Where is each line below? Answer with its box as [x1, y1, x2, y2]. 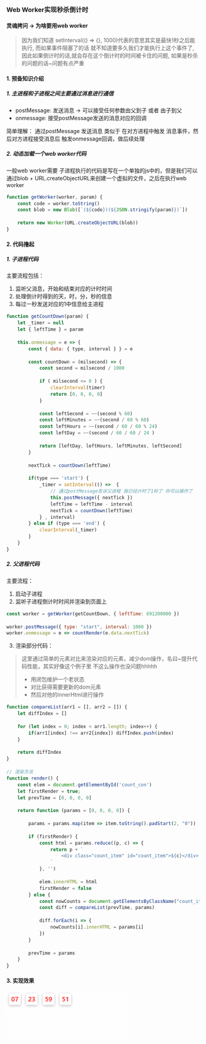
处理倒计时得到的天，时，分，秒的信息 [15, 293, 112, 300]
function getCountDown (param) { [6, 313, 89, 320]
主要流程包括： [6, 272, 44, 280]
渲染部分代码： [15, 642, 53, 650]
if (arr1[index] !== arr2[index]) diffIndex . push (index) [28, 730, 174, 736]
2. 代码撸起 [6, 240, 35, 248]
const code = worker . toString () [17, 201, 100, 207]
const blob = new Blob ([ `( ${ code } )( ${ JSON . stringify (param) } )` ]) [17, 207, 188, 213]
